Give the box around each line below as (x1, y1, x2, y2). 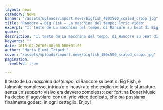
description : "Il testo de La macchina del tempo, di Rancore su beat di (5, 34, 159, 39)
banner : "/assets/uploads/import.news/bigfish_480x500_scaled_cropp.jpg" (5, 16, 159, 21)
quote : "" (5, 30, 25, 34)
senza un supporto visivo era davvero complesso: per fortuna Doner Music (5, 89, 156, 95)
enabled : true (9, 61, 38, 66)
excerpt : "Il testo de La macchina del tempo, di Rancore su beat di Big (5, 25, 159, 30)
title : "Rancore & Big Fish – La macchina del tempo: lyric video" (5, 20, 145, 26)
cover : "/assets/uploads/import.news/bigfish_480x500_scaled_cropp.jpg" (5, 52, 156, 57)
